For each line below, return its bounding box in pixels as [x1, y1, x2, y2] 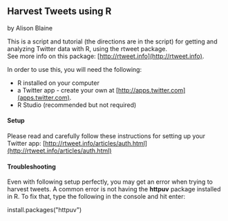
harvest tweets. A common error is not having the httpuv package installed [7, 185, 221, 193]
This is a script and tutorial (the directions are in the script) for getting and [7, 37, 218, 46]
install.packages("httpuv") [7, 206, 82, 214]
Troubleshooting [7, 162, 57, 171]
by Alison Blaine [7, 23, 53, 32]
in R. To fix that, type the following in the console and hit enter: [7, 193, 186, 201]
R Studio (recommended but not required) [17, 100, 137, 109]
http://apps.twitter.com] [117, 86, 186, 94]
